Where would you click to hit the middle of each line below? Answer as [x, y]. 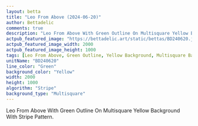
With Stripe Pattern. [30, 117]
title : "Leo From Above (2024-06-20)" [54, 17]
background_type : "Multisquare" [46, 94]
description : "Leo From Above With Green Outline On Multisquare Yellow [97, 34]
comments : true [25, 28]
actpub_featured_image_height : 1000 [51, 50]
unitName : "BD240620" [33, 61]
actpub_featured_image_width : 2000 [50, 45]
